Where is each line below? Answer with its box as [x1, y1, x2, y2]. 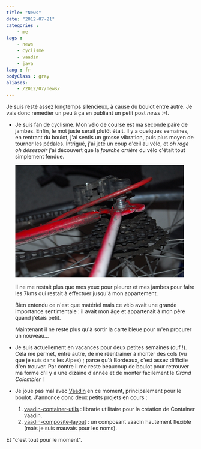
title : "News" [6, 10, 42, 16]
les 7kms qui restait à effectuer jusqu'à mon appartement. [14, 290, 158, 297]
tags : [6, 35, 23, 41]
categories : [6, 22, 39, 28]
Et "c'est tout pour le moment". [6, 436, 83, 444]
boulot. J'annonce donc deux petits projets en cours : [14, 394, 148, 401]
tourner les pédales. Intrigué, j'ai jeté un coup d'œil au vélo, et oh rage [14, 140, 189, 147]
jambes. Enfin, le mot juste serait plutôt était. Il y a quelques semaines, [14, 127, 189, 135]
